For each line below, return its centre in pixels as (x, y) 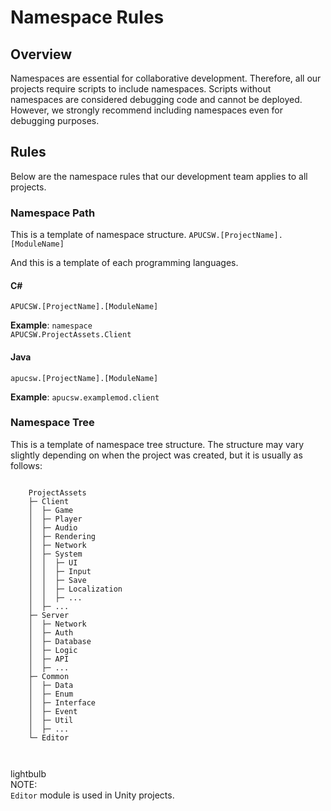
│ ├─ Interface (62, 702)
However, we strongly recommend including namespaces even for (147, 110)
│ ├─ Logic (53, 650)
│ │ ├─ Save (57, 580)
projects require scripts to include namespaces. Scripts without (141, 89)
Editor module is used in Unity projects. (92, 795)
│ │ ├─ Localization (75, 589)
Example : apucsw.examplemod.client (85, 397)
